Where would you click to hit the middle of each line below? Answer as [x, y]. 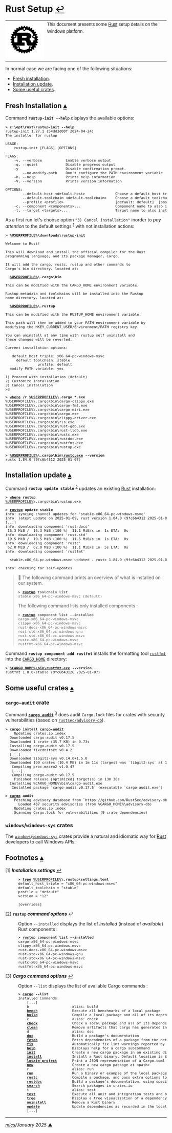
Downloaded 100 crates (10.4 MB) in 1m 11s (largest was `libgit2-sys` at [86, 763]
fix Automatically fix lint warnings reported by [96, 1044]
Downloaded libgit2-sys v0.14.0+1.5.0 [48, 758]
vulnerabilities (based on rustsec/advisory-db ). [55, 720]
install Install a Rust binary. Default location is [94, 1057]
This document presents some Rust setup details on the [102, 24]
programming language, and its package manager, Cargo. [62, 256]
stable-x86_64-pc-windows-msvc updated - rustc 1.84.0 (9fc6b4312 [78, 560]
